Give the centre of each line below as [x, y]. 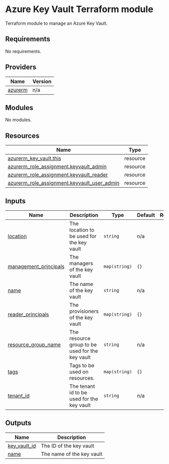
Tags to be [82, 365]
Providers [21, 67]
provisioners [84, 311]
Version [42, 81]
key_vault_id [22, 446]
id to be [78, 393]
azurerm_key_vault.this [34, 158]
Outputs [18, 423]
